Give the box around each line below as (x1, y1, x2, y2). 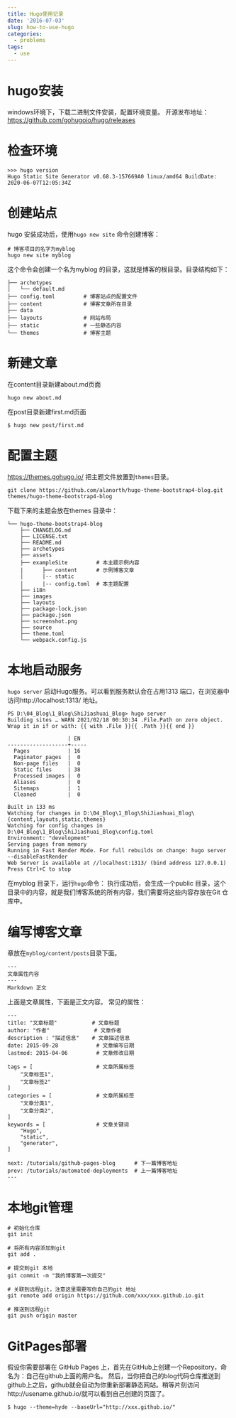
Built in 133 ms (7, 803, 55, 810)
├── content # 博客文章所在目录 (7, 300, 133, 308)
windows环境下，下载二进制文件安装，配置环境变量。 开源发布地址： (7, 107, 209, 116)
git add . (7, 1251, 37, 1258)
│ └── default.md (7, 285, 65, 292)
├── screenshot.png (20, 618, 78, 625)
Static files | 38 (13, 766, 81, 773)
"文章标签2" (20, 1078, 51, 1086)
